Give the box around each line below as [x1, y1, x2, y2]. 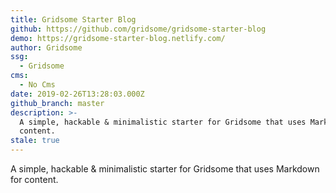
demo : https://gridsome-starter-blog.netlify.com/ [10, 33, 226, 43]
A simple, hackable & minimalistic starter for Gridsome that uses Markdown [10, 163, 320, 175]
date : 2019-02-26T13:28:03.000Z [10, 89, 145, 99]
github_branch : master [10, 98, 105, 108]
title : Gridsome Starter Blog [10, 14, 137, 25]
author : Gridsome [10, 42, 83, 53]
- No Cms [19, 80, 56, 90]
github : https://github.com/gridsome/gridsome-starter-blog [10, 24, 267, 34]
